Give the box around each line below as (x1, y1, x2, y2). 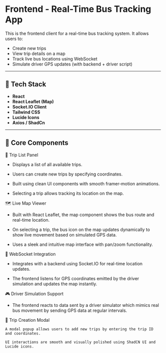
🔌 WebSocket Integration (5, 251, 56, 257)
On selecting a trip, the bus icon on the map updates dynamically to (12, 227, 150, 233)
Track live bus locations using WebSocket (12, 56, 98, 61)
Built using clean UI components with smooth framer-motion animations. (12, 180, 160, 186)
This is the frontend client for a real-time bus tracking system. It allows (5, 30, 149, 36)
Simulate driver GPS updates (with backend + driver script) (12, 61, 132, 67)
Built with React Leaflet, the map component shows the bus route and (12, 212, 155, 218)
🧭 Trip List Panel (5, 152, 39, 158)
